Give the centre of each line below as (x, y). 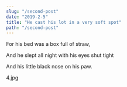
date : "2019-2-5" (27, 17)
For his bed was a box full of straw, (48, 44)
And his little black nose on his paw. (49, 67)
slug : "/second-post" (32, 11)
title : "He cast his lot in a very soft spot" (64, 22)
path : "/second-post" (32, 28)
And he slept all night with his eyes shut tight (60, 55)
